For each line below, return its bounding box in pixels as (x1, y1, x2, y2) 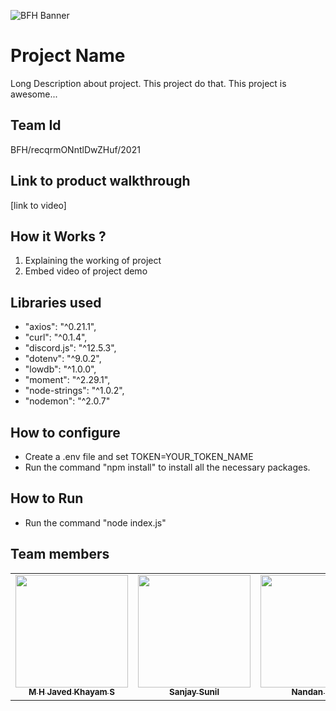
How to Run (10, 490, 84, 507)
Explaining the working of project (24, 255, 162, 267)
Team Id (10, 117, 62, 134)
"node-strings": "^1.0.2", (24, 385, 125, 397)
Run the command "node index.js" (24, 516, 167, 529)
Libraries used (10, 294, 102, 311)
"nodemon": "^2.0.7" (24, 395, 111, 407)
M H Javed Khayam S (28, 686, 115, 698)
